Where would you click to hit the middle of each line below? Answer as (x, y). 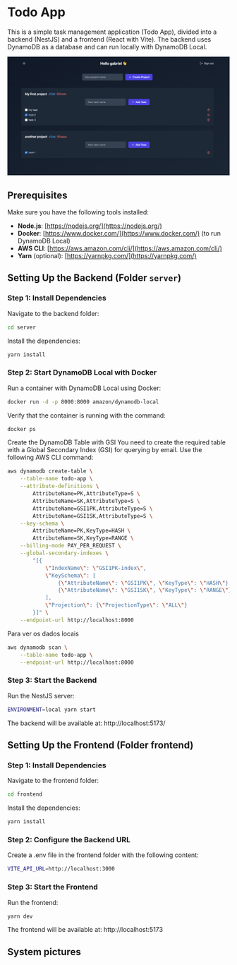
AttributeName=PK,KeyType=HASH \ (82, 531)
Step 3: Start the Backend (52, 680)
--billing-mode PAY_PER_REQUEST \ (71, 546)
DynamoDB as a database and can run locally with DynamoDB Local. (107, 47)
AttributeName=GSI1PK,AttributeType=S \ (93, 509)
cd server (22, 327)
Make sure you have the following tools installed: (78, 212)
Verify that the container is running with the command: (86, 415)
